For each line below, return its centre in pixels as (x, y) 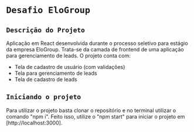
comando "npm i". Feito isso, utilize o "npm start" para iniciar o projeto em (96, 116)
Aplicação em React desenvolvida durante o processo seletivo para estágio (97, 43)
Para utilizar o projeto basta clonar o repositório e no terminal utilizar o (91, 110)
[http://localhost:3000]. (34, 123)
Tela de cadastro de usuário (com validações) (70, 67)
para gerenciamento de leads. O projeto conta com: (68, 55)
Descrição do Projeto (45, 30)
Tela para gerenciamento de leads (56, 73)
